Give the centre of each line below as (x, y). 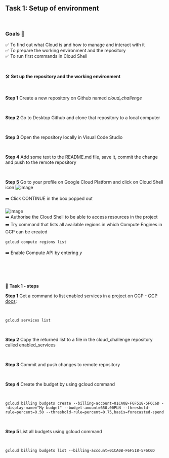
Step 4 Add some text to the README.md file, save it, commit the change (82, 157)
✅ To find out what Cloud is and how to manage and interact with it (75, 45)
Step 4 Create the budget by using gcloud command (60, 384)
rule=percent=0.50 (25, 412)
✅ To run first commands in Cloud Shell (46, 56)
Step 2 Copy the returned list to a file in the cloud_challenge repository (79, 340)
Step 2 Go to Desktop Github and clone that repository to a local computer (83, 118)
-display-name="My (25, 408)
